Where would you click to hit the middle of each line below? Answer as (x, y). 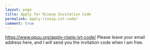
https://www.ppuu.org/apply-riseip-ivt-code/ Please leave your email (75, 37)
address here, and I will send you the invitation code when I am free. (74, 43)
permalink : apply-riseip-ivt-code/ (42, 19)
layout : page (18, 10)
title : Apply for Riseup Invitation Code (48, 14)
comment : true (20, 23)
